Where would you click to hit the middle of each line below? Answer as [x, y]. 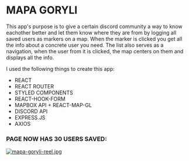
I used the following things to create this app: [61, 68]
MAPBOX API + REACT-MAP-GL [53, 105]
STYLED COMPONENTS [44, 93]
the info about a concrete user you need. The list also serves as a [85, 45]
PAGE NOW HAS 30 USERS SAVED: [56, 139]
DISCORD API [31, 111]
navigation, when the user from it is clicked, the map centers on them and [95, 51]
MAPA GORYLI [42, 10]
